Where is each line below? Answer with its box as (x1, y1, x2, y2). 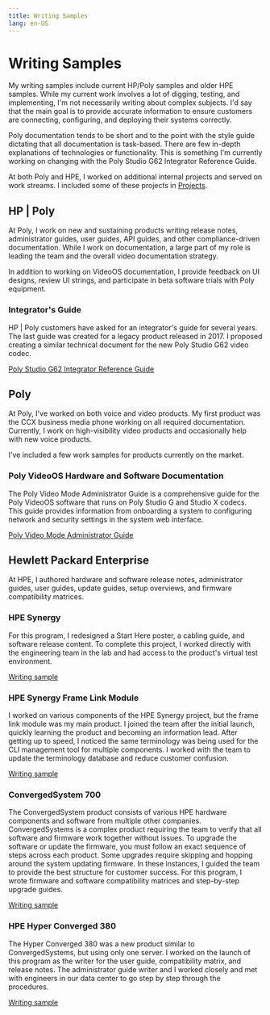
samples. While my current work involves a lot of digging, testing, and (8, 90, 240, 99)
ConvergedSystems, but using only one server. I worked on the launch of (8, 947, 251, 957)
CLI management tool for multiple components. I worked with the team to (8, 744, 251, 755)
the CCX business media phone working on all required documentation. (8, 417, 246, 427)
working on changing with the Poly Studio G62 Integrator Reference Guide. (8, 157, 257, 166)
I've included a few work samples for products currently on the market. (8, 450, 244, 460)
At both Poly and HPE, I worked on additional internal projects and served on (8, 172, 263, 182)
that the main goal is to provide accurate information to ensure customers (8, 107, 252, 116)
